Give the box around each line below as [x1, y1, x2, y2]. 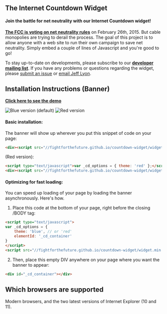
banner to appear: [12, 262, 50, 268]
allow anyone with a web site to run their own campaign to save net [5, 39, 143, 45]
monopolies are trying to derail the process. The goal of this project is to [5, 34, 153, 40]
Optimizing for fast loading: [5, 179, 63, 185]
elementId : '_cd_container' [14, 234, 72, 239]
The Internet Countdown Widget [5, 4, 108, 12]
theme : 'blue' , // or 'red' [14, 229, 72, 234]
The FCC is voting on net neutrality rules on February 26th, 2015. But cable [5, 29, 161, 35]
